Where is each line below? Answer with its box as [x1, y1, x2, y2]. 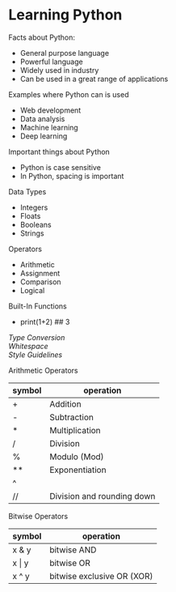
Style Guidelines [8, 350, 63, 360]
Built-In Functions [8, 301, 67, 311]
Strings [19, 228, 44, 238]
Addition [49, 398, 82, 410]
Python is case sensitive [19, 162, 101, 172]
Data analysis [19, 113, 65, 123]
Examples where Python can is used [8, 89, 129, 99]
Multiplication [49, 424, 101, 436]
